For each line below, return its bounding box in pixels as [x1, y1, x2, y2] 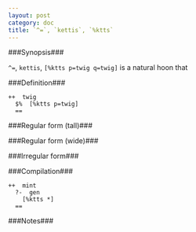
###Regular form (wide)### [8, 136, 99, 145]
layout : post [8, 11, 51, 20]
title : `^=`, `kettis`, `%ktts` [8, 26, 114, 34]
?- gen [15, 189, 41, 197]
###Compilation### [8, 167, 73, 176]
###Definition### [8, 78, 66, 87]
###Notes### [8, 216, 54, 226]
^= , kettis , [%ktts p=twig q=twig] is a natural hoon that [8, 63, 188, 72]
